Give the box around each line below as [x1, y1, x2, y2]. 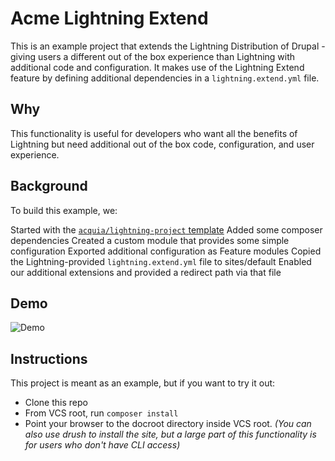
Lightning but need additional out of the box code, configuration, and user [10, 138, 315, 150]
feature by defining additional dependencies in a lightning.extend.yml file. [10, 72, 320, 84]
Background [10, 178, 88, 195]
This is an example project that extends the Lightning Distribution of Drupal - [10, 40, 326, 52]
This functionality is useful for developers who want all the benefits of [10, 127, 298, 139]
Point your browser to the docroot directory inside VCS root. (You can [24, 418, 312, 430]
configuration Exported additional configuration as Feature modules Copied [10, 245, 322, 257]
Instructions [10, 350, 88, 367]
